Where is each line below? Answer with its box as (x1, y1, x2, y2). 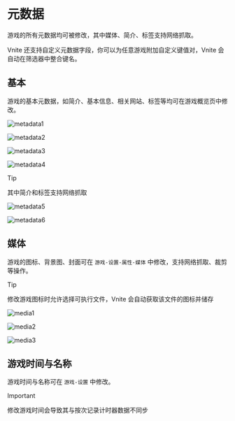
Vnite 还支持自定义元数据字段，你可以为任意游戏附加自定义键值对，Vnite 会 (7, 45, 225, 54)
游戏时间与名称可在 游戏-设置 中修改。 (7, 378, 115, 386)
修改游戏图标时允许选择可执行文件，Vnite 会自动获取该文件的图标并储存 (7, 294, 214, 303)
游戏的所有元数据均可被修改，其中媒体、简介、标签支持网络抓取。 (7, 31, 197, 39)
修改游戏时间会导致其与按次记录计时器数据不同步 (7, 406, 148, 415)
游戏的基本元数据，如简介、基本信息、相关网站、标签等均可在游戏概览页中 (7, 97, 222, 105)
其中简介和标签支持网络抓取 (7, 188, 87, 197)
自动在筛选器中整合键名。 (7, 54, 81, 63)
